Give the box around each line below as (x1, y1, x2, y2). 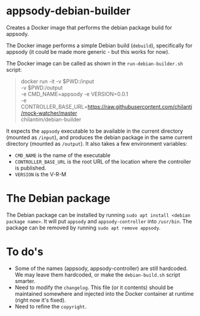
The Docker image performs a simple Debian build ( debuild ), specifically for (6, 42, 193, 49)
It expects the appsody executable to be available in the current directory (6, 127, 183, 134)
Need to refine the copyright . (14, 303, 87, 310)
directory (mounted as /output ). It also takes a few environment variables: (6, 140, 187, 147)
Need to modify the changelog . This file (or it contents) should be (14, 284, 174, 291)
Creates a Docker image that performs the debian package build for (6, 24, 173, 31)
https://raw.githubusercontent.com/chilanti (87, 103, 192, 110)
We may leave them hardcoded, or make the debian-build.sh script (14, 271, 180, 278)
